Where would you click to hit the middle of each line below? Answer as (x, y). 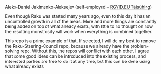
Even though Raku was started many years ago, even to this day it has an (78, 16)
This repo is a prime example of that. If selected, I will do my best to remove (80, 41)
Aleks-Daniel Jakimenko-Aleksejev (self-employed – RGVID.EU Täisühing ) (79, 7)
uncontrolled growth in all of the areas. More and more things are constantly (81, 21)
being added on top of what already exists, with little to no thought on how (79, 26)
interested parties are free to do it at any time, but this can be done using (78, 61)
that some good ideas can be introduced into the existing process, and (75, 56)
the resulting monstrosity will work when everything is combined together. (79, 31)
